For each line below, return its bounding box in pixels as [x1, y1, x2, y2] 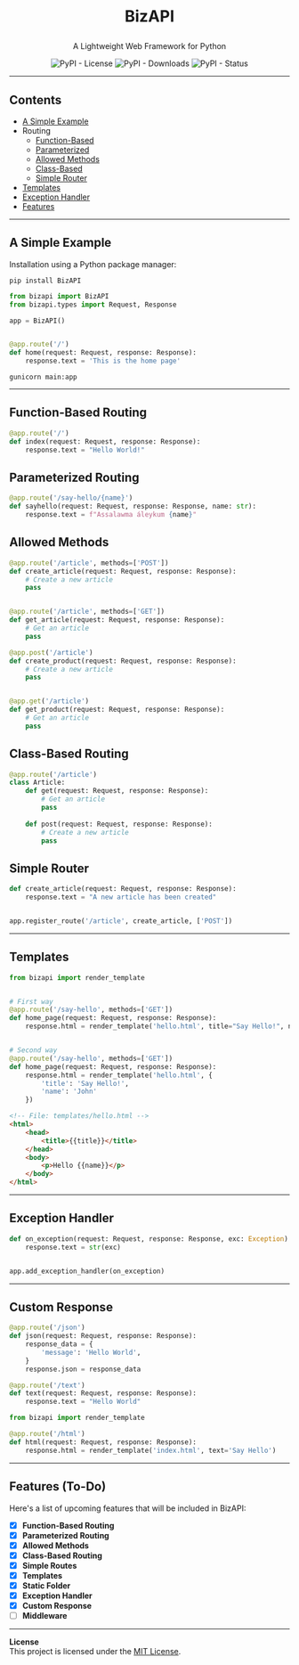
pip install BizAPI [9, 276, 82, 285]
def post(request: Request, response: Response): [25, 820, 214, 828]
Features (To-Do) [9, 1479, 107, 1494]
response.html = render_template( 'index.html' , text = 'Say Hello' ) [25, 1446, 277, 1455]
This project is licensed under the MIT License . [9, 1646, 182, 1657]
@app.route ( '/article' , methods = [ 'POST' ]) [9, 559, 169, 567]
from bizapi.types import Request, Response [9, 300, 177, 309]
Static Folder [21, 1579, 71, 1591]
